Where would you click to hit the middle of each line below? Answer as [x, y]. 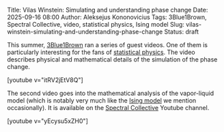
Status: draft [181, 31]
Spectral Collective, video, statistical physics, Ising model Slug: [96, 24]
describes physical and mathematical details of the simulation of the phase [112, 60]
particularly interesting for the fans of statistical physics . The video [101, 52]
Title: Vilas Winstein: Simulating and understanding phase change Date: [108, 10]
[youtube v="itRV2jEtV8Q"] [45, 80]
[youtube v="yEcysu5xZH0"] [48, 121]
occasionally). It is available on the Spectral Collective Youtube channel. [108, 108]
